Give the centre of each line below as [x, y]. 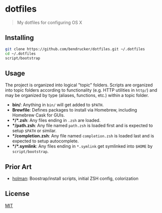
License [17, 194]
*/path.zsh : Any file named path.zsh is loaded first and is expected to [82, 126]
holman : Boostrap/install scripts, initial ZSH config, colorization [75, 178]
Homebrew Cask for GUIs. [38, 115]
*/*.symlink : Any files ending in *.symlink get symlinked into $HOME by [82, 146]
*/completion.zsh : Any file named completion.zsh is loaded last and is [83, 136]
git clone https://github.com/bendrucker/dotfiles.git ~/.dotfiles [75, 49]
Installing [20, 38]
